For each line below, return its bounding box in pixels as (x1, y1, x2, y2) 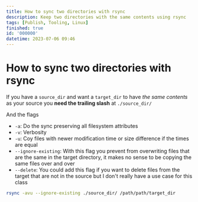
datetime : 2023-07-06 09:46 (6, 36, 76, 42)
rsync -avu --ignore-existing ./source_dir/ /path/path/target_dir (6, 190, 176, 196)
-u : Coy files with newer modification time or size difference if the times (14, 135, 189, 142)
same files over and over (14, 160, 75, 167)
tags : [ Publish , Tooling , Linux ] (6, 19, 89, 25)
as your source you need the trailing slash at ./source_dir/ (6, 100, 152, 107)
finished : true (6, 25, 44, 31)
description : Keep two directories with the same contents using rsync (6, 14, 186, 20)
